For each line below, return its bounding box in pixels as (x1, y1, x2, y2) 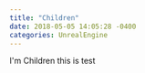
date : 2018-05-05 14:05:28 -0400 (9, 22, 137, 31)
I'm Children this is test (9, 56, 96, 67)
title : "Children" (9, 13, 79, 23)
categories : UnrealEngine (9, 30, 108, 39)
